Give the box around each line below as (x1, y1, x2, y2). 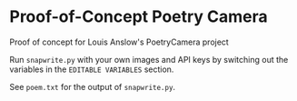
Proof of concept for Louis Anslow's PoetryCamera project (9, 36, 229, 47)
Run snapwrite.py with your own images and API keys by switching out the (9, 54, 289, 65)
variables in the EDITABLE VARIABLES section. (9, 64, 174, 75)
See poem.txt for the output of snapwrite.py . (9, 81, 175, 92)
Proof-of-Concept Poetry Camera (9, 6, 268, 27)
